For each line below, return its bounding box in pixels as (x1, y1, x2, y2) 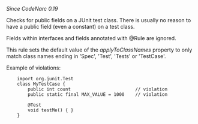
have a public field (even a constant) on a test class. (6, 23, 135, 30)
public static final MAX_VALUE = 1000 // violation (28, 92, 168, 98)
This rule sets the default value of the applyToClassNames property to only (6, 46, 193, 53)
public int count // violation (28, 86, 168, 92)
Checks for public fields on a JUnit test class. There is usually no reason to (6, 17, 191, 23)
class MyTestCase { (17, 81, 66, 87)
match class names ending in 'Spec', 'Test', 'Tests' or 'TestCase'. (6, 53, 166, 59)
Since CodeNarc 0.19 (6, 5, 58, 12)
